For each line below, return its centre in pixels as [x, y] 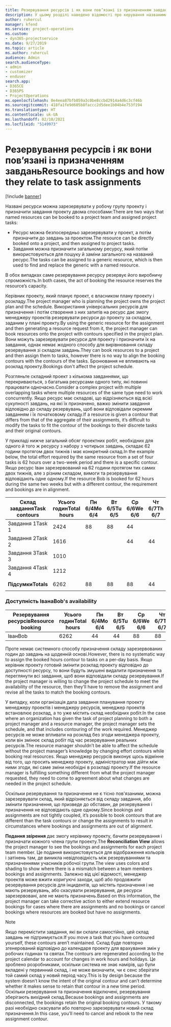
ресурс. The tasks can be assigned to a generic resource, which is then [88, 259]
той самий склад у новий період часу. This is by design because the [78, 975]
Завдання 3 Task [28, 553]
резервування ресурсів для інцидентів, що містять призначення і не [80, 885]
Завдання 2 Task [28, 538]
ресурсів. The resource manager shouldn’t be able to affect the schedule [82, 745]
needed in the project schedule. [39, 784]
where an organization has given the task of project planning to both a [79, 718]
